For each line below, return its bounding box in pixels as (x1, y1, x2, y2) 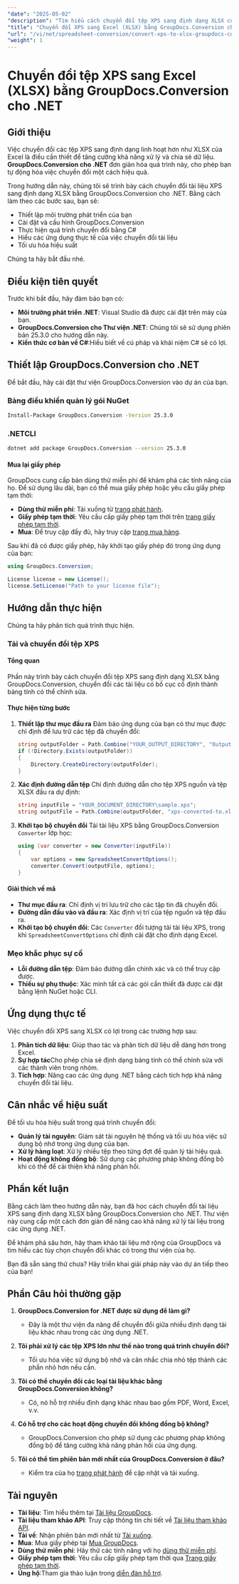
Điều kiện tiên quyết (7, 275, 98, 287)
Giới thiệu (7, 126, 51, 138)
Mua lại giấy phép (7, 460, 61, 469)
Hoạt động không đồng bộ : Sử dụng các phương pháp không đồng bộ (17, 1154, 224, 1163)
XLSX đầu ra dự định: (17, 788, 80, 797)
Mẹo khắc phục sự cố (7, 948, 83, 958)
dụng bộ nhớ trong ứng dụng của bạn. (17, 1139, 130, 1148)
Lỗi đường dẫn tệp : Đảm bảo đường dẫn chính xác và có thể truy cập (17, 965, 221, 973)
